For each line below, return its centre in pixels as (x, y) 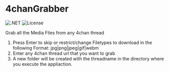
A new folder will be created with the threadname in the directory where (88, 58)
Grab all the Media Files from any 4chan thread (55, 32)
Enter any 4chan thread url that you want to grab (64, 53)
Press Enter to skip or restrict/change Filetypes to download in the (82, 42)
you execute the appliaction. (42, 64)
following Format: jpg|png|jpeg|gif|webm (56, 48)
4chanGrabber (37, 9)
